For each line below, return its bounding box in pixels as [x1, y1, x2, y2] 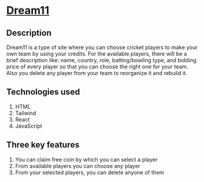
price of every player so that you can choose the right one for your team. [6, 63, 189, 70]
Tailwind [15, 109, 36, 117]
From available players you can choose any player [15, 162, 141, 169]
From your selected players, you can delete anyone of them [15, 169, 165, 176]
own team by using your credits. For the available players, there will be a [6, 50, 187, 57]
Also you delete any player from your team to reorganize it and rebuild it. [6, 70, 188, 76]
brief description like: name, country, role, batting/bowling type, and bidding [6, 57, 197, 63]
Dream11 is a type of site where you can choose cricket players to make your [6, 44, 198, 51]
